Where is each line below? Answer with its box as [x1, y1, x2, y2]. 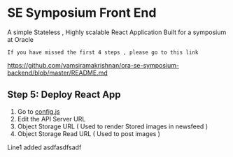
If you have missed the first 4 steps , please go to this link [7, 49, 199, 56]
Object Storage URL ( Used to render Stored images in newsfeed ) [17, 122, 209, 130]
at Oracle [7, 35, 34, 43]
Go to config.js [17, 107, 60, 116]
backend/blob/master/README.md [7, 68, 108, 77]
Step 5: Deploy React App [7, 89, 121, 100]
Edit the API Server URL [17, 114, 86, 123]
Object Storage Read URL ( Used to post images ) [17, 129, 161, 137]
